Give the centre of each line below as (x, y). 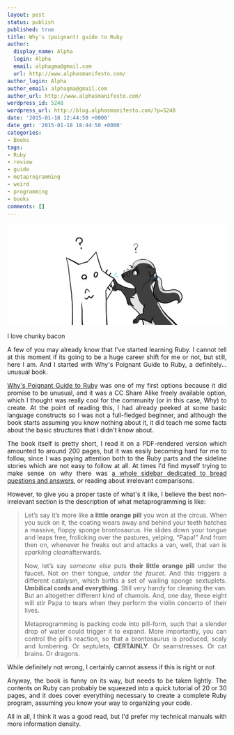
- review (20, 162)
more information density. (44, 724)
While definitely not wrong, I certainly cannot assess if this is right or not (111, 667)
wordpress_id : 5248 (36, 103)
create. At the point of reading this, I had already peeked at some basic (117, 408)
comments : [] (26, 206)
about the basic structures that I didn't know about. (81, 430)
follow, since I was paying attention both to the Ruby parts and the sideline (117, 458)
